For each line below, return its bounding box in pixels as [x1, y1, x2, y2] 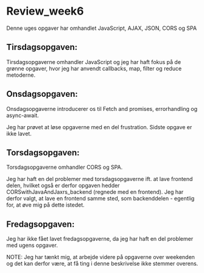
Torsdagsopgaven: [6, 147, 80, 158]
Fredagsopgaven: [6, 219, 75, 229]
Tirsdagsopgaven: [6, 42, 78, 52]
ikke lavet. [6, 130, 32, 137]
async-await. [6, 112, 40, 119]
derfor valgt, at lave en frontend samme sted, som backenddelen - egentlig [6, 195, 195, 202]
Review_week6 [6, 4, 84, 18]
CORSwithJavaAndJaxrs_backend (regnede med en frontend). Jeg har [6, 188, 184, 196]
